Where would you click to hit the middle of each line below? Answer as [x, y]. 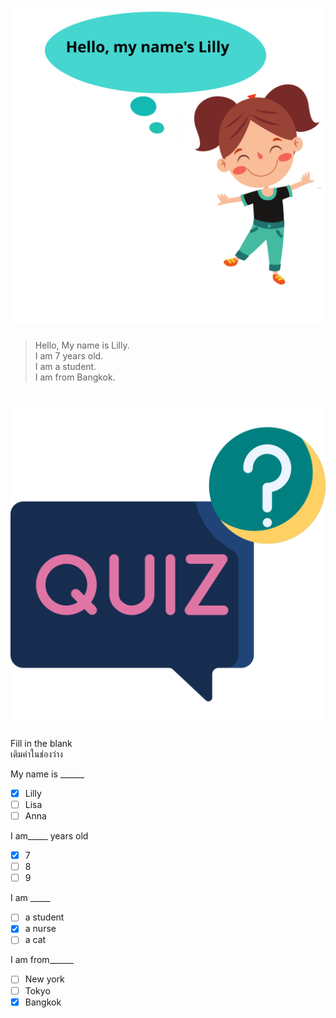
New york [44, 979]
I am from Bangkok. [75, 377]
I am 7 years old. [69, 355]
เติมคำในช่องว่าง [36, 754]
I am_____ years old [49, 836]
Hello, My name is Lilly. [82, 345]
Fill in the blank [41, 743]
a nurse [40, 929]
